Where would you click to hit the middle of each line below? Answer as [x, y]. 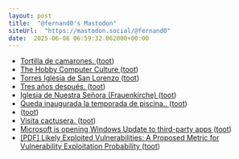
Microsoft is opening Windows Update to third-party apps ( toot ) [126, 129]
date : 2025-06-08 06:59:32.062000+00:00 [79, 38]
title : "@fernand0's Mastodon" [62, 23]
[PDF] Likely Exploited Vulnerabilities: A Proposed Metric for [119, 138]
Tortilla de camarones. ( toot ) [67, 61]
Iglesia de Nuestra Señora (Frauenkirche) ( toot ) [98, 95]
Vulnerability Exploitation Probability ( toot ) [90, 146]
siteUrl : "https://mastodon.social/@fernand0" [90, 31]
